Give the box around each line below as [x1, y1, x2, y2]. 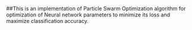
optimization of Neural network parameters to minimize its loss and [6, 11, 171, 18]
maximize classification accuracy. [6, 18, 89, 24]
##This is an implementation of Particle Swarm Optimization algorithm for [6, 5, 186, 12]
